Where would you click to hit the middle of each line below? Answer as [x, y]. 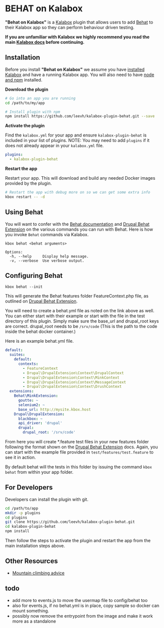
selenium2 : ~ [31, 405]
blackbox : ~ [30, 419]
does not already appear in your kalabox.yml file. [55, 146]
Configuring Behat [34, 275]
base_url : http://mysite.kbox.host [55, 410]
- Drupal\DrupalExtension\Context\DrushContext [72, 387]
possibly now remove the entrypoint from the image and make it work [82, 616]
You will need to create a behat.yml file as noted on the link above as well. [80, 311]
